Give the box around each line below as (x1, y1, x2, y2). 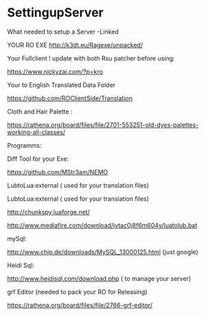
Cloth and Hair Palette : (7, 107, 73, 115)
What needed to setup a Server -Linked (7, 27, 119, 36)
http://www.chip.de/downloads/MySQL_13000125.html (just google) (7, 247, 198, 256)
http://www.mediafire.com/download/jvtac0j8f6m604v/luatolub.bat (7, 221, 198, 229)
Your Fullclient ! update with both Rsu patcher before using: (7, 54, 175, 63)
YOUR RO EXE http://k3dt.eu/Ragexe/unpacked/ (7, 41, 143, 49)
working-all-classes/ (7, 128, 66, 136)
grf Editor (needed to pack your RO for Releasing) (7, 287, 148, 296)
